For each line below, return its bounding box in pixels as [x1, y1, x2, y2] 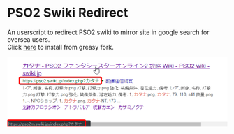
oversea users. [7, 35, 50, 43]
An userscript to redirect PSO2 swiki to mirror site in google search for [7, 28, 210, 36]
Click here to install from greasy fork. [7, 43, 114, 51]
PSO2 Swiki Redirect [7, 5, 129, 21]
